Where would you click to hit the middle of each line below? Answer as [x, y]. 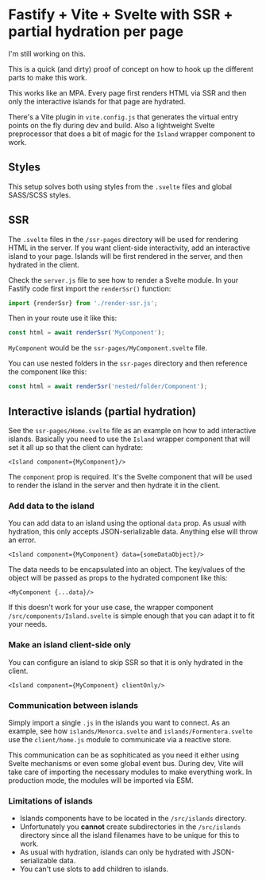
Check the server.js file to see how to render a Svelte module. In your [123, 280]
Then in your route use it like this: [63, 318]
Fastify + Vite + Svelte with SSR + [121, 15]
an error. [22, 540]
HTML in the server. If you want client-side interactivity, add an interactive [129, 248]
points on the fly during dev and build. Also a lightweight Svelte [112, 125]
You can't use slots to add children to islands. [94, 869]
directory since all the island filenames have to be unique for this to [129, 835]
